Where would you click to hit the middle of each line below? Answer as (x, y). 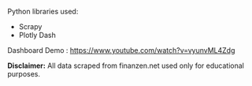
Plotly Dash (37, 35)
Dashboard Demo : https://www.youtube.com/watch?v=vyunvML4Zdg (121, 50)
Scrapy (30, 26)
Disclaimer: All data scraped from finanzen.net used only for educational (126, 65)
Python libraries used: (43, 11)
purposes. (24, 74)
